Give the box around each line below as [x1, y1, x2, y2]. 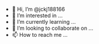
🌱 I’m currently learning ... [11, 18, 76, 25]
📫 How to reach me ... [11, 32, 68, 38]
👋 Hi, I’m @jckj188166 [11, 6, 65, 12]
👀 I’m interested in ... [11, 12, 63, 19]
